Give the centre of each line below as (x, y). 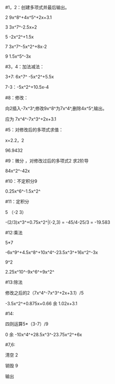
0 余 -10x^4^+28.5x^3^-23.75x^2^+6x (44, 335)
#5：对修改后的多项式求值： (34, 130)
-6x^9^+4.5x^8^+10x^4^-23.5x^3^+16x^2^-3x (52, 252)
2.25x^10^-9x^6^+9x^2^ (30, 272)
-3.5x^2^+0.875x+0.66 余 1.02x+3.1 (41, 303)
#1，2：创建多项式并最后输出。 (37, 7)
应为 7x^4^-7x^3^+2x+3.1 (31, 119)
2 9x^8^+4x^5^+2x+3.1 (28, 17)
